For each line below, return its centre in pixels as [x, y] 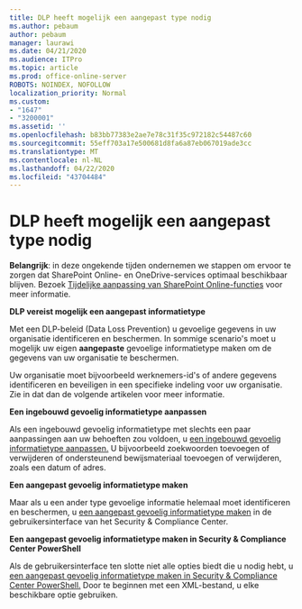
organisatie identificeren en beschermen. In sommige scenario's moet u [143, 339]
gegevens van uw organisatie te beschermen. [94, 358]
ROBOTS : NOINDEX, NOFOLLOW [60, 85]
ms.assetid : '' [38, 127]
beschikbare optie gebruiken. [64, 595]
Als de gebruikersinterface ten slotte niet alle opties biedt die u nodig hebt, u [151, 566]
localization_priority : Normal [68, 93]
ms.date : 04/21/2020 [48, 51]
